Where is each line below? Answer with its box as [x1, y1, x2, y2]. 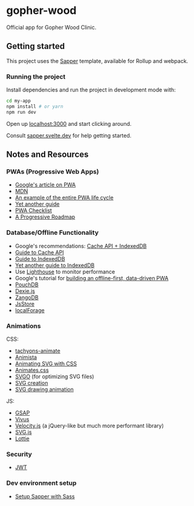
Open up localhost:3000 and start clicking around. [6, 120, 132, 127]
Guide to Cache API [15, 249, 65, 256]
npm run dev [6, 109, 36, 115]
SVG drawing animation [15, 386, 74, 393]
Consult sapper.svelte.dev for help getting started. [6, 131, 132, 139]
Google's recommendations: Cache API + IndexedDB [15, 242, 147, 249]
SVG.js [15, 428, 32, 436]
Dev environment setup [6, 479, 77, 487]
